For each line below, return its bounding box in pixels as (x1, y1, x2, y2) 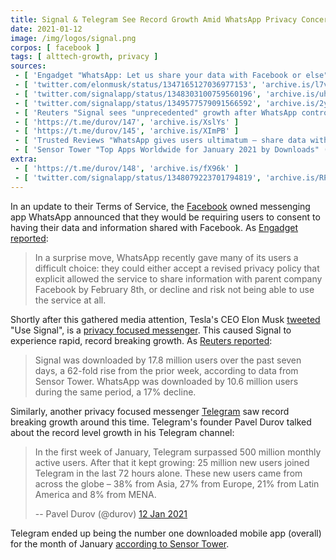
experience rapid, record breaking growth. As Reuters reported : (10, 334, 273, 346)
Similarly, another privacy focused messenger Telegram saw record (10, 405, 290, 417)
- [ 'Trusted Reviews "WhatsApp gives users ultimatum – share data (14, 136, 307, 146)
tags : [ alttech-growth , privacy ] (10, 52, 159, 62)
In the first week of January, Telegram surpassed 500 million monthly (34, 446, 322, 458)
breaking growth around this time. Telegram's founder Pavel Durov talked (10, 416, 312, 428)
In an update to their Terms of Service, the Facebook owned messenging (10, 200, 311, 212)
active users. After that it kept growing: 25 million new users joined (34, 456, 310, 468)
